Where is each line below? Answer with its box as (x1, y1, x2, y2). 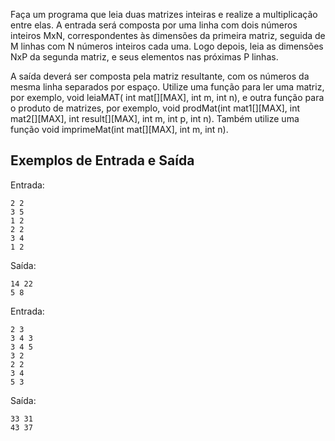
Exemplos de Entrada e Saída (10, 152, 195, 169)
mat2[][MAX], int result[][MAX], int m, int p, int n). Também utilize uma (10, 113, 300, 124)
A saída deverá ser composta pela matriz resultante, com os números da (10, 70, 310, 82)
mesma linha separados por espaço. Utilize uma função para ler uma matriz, (10, 81, 325, 93)
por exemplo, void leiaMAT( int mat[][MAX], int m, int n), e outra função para (10, 92, 325, 103)
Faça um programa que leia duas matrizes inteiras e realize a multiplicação (10, 9, 318, 20)
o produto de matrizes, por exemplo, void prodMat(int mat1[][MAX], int (10, 102, 301, 114)
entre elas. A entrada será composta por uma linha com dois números (10, 19, 298, 31)
